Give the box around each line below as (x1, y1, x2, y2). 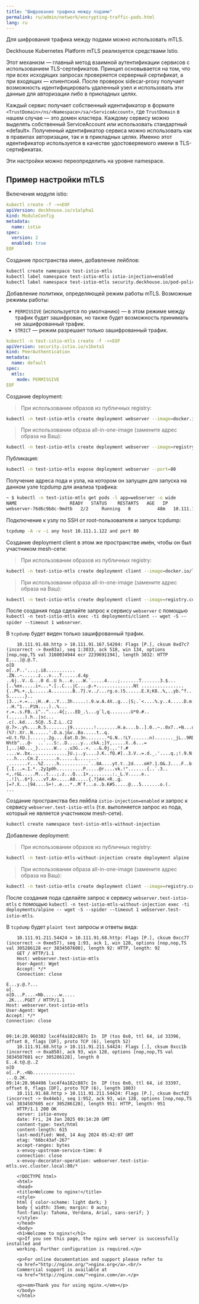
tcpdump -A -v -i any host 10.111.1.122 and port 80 (6, 528, 139, 534)
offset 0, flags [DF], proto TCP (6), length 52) (6, 1038, 131, 1045)
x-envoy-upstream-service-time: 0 (17, 1148, 102, 1153)
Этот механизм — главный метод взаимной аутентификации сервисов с (6, 59, 190, 66)
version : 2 (11, 235, 38, 241)
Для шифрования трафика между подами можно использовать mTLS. (6, 36, 184, 43)
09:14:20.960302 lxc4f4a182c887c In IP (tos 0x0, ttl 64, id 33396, (6, 1034, 182, 1040)
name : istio (11, 223, 41, 230)
